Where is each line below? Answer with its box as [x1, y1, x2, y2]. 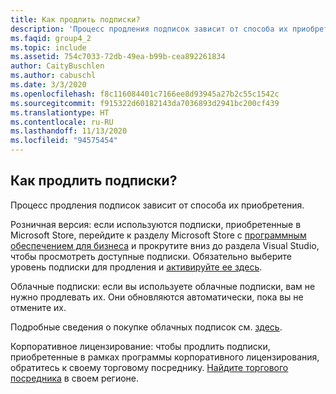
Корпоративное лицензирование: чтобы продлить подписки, [10, 340, 271, 352]
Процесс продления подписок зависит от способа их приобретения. [10, 199, 305, 211]
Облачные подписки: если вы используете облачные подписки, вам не [10, 280, 316, 292]
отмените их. [10, 301, 67, 313]
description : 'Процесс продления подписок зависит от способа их [10, 24, 288, 34]
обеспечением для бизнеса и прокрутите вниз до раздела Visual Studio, [10, 239, 320, 251]
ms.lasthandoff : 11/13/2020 [10, 126, 128, 136]
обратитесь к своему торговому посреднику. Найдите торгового [10, 361, 289, 373]
